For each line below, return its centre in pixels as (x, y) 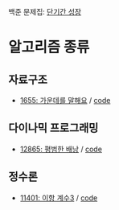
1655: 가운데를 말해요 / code (65, 100)
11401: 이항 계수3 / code (59, 198)
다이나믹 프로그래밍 (53, 128)
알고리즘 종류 (49, 47)
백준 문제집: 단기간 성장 (45, 12)
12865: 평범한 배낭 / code (61, 149)
